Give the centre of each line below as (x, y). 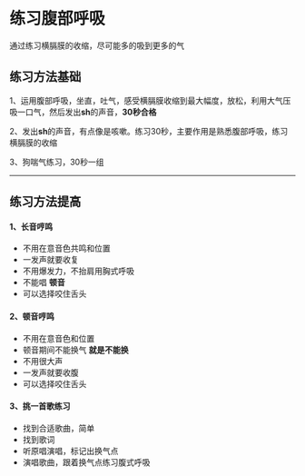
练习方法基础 (45, 77)
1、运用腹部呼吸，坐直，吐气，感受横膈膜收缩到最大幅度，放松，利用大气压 (150, 100)
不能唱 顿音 (44, 283)
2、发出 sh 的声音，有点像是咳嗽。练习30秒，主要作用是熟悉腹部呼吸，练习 (149, 131)
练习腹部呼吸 (58, 19)
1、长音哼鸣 (31, 226)
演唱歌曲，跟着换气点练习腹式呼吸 (86, 462)
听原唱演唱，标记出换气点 (70, 451)
